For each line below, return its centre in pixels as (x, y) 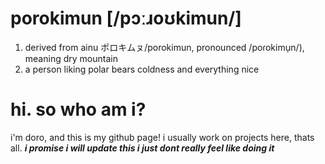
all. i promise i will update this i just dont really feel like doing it (142, 148)
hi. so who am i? (78, 109)
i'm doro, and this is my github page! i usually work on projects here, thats (162, 137)
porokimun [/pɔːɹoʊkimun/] (126, 18)
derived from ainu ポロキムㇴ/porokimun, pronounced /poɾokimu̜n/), (164, 47)
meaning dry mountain (71, 58)
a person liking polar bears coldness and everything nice (142, 69)
